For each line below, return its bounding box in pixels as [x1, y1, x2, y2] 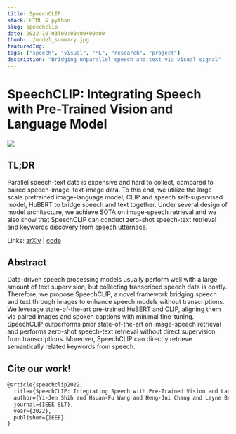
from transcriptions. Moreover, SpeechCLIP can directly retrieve [7, 335, 192, 343]
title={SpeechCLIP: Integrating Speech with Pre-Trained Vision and [13, 388, 218, 395]
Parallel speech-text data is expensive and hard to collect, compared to [7, 178, 214, 186]
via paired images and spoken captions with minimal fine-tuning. [7, 313, 195, 321]
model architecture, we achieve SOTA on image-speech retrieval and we [7, 208, 217, 216]
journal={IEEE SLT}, [13, 401, 74, 408]
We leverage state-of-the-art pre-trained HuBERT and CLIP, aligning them [7, 305, 221, 313]
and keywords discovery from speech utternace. [7, 223, 148, 231]
